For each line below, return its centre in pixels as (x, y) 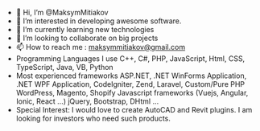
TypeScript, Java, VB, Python (65, 67)
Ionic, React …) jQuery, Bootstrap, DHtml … (87, 101)
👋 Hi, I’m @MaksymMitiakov (62, 12)
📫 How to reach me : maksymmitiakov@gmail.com (101, 47)
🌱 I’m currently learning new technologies (85, 29)
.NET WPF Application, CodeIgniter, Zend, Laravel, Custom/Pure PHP (130, 84)
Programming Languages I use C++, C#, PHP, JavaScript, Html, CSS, (130, 59)
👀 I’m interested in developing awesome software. (99, 21)
